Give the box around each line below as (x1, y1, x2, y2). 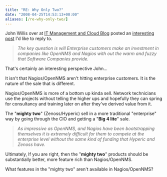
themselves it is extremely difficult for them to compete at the (17, 131, 144, 137)
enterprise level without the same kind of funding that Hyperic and (17, 136, 155, 142)
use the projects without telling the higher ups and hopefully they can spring (5, 95, 162, 101)
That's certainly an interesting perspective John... (5, 65, 107, 71)
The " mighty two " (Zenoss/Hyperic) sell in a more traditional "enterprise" (5, 110, 156, 116)
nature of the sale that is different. (5, 80, 75, 86)
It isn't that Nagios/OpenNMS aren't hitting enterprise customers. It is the (5, 75, 156, 81)
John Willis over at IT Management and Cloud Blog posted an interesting (5, 30, 154, 36)
